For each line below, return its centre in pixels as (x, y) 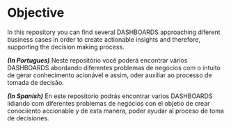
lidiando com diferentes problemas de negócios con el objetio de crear (109, 103)
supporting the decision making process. (66, 47)
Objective (36, 13)
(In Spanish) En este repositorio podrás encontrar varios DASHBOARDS (110, 96)
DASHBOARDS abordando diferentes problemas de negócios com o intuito (114, 67)
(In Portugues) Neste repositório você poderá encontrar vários (97, 60)
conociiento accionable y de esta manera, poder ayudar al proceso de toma (116, 111)
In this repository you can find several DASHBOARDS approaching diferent (114, 32)
